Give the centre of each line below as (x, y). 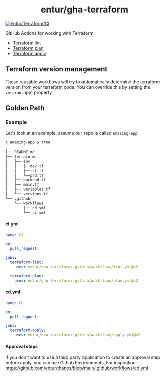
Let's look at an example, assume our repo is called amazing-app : (72, 133)
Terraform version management (56, 69)
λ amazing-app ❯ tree (28, 142)
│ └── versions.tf (27, 194)
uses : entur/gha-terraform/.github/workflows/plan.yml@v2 (76, 281)
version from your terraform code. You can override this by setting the (78, 87)
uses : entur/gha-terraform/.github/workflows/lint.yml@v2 (76, 267)
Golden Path (25, 108)
